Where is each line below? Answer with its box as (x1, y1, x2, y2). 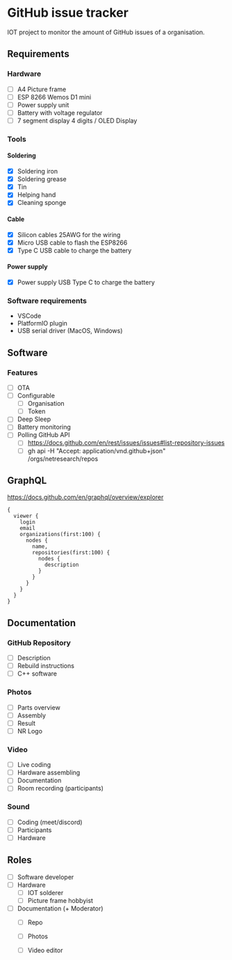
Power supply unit (17, 100, 69, 109)
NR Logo (17, 726, 43, 735)
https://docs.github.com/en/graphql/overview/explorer (7, 493, 164, 501)
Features (7, 367, 38, 377)
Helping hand (17, 190, 56, 199)
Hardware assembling (17, 768, 81, 777)
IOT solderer (27, 888, 64, 897)
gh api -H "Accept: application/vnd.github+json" (27, 446, 166, 455)
